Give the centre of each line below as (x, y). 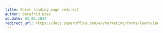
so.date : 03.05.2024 (26, 18)
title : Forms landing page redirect (42, 9)
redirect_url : (19, 23)
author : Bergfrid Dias (28, 14)
